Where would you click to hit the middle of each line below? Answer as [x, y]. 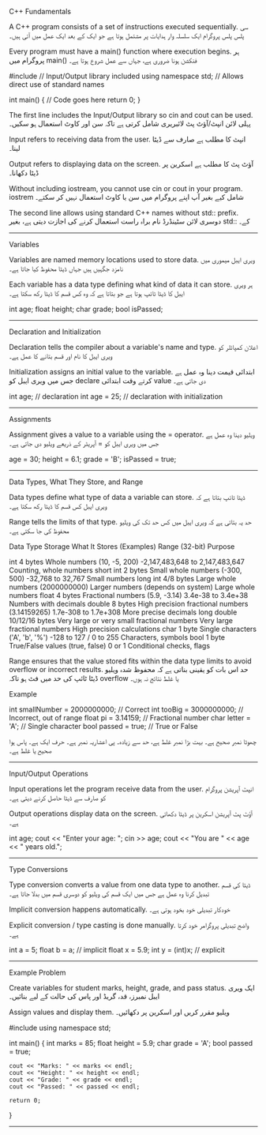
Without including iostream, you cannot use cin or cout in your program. [126, 188]
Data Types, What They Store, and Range [76, 482]
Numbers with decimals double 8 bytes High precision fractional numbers [129, 604]
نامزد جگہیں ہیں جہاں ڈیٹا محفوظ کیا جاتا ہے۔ [66, 269]
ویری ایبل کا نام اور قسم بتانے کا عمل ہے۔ [61, 356]
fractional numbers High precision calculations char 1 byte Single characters [133, 629]
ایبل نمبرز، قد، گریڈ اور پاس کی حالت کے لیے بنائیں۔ [84, 996]
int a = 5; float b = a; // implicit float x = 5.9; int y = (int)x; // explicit [117, 950]
